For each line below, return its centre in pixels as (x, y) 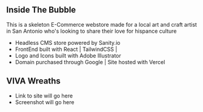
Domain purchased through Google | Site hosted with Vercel (90, 62)
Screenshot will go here (45, 102)
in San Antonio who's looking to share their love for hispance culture (92, 31)
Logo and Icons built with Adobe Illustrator (68, 55)
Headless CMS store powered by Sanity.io (68, 42)
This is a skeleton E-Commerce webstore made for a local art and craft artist (101, 24)
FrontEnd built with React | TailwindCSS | (66, 49)
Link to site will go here (44, 96)
